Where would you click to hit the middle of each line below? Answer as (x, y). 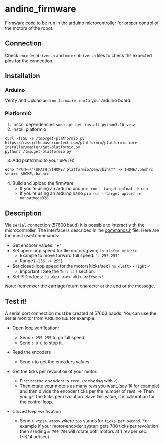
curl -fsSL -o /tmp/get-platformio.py (45, 138)
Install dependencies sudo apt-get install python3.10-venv (74, 124)
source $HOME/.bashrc (27, 174)
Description (23, 213)
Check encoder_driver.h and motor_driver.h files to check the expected (79, 55)
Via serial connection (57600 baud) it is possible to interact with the (75, 225)
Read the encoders (32, 352)
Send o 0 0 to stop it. (41, 343)
